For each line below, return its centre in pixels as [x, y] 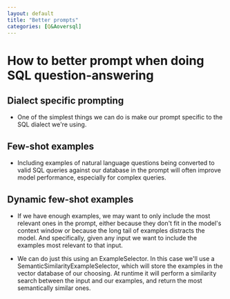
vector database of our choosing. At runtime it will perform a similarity [117, 273]
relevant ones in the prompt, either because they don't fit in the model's [119, 223]
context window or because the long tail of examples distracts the [111, 231]
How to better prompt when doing [106, 60]
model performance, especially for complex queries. [92, 177]
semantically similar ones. [54, 288]
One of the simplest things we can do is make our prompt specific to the [120, 117]
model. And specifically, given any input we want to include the [107, 238]
